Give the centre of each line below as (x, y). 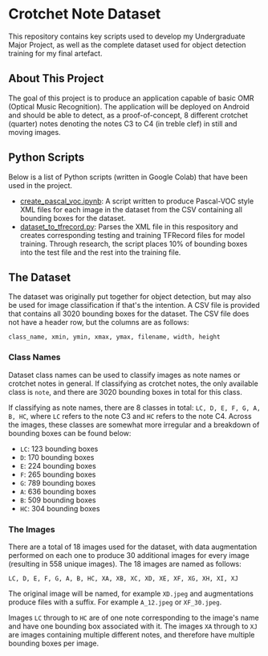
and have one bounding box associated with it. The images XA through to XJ (133, 626)
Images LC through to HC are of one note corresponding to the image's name (134, 617)
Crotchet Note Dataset (85, 14)
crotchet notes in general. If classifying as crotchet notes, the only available (133, 383)
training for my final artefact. (55, 53)
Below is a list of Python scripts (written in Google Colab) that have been (128, 177)
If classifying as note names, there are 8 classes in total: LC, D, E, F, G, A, (134, 408)
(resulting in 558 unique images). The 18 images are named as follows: (125, 564)
